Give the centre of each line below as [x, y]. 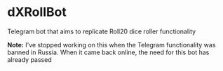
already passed [29, 59]
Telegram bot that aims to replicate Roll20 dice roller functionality [102, 31]
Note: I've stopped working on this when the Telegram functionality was [111, 45]
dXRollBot [37, 12]
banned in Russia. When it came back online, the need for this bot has [108, 52]
